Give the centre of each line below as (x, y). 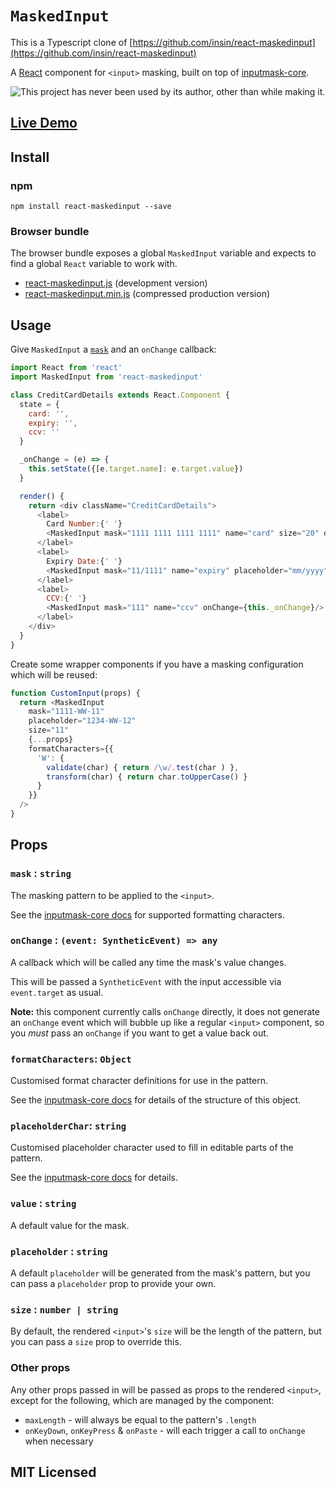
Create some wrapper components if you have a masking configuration (157, 664)
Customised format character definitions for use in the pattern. (139, 1081)
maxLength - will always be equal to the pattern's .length (140, 1419)
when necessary (59, 1441)
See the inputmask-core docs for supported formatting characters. (148, 914)
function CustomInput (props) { (75, 693)
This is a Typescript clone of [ (71, 42)
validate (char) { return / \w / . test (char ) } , (143, 767)
